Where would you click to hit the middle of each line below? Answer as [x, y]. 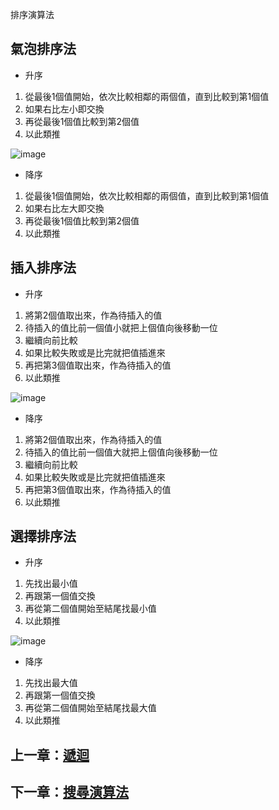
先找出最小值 [51, 584]
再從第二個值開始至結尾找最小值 [90, 609]
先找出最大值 [51, 683]
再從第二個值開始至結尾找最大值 [90, 708]
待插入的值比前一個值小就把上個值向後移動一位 [121, 327]
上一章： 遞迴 [50, 754]
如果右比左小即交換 [64, 109]
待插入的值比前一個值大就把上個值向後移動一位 [121, 452]
